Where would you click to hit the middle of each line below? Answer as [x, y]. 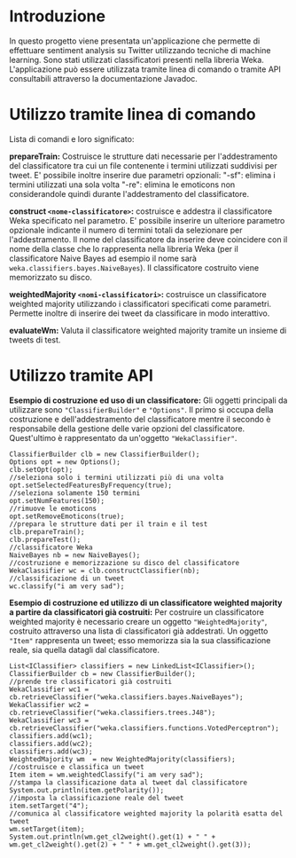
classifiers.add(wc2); [51, 744]
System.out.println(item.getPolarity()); [87, 790]
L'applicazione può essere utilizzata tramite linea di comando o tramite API [145, 69]
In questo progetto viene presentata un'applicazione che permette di [135, 41]
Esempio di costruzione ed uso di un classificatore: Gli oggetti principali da [148, 400]
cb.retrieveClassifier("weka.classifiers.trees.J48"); [113, 712]
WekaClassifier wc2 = [49, 705]
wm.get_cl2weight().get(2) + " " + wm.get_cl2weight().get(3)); [130, 845]
